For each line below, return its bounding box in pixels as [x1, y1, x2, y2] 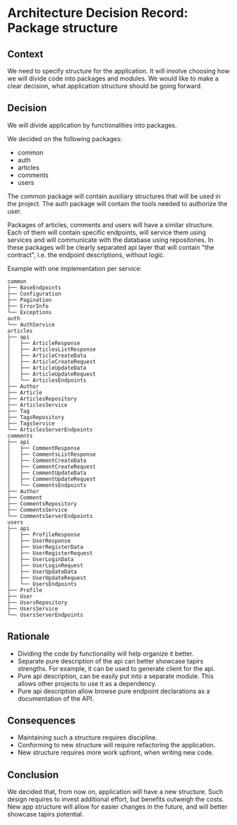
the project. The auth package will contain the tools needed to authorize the [7, 199, 228, 207]
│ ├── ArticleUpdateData [7, 364, 87, 371]
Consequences [7, 715, 76, 727]
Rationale [7, 630, 50, 643]
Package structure [7, 20, 119, 36]
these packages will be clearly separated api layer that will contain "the [7, 243, 214, 251]
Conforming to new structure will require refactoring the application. [17, 741, 216, 749]
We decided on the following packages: [7, 134, 123, 143]
